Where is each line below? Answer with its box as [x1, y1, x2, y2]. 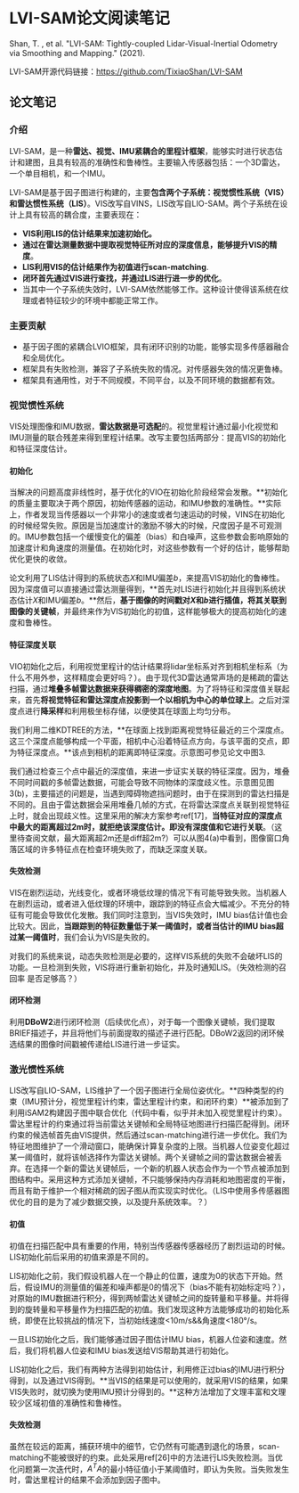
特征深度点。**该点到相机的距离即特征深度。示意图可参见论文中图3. [16, 746, 266, 758]
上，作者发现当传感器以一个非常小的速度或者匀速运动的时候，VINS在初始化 [9, 509, 285, 520]
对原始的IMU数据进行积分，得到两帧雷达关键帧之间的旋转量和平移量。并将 [9, 1292, 282, 1303]
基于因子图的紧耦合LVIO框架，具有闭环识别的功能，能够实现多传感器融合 [21, 340, 289, 352]
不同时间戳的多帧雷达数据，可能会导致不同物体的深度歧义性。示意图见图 [9, 776, 274, 787]
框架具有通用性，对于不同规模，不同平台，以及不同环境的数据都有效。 [21, 374, 280, 385]
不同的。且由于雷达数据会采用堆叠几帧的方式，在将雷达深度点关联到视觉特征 [9, 799, 290, 809]
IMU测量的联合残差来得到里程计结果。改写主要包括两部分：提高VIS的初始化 [9, 432, 287, 443]
